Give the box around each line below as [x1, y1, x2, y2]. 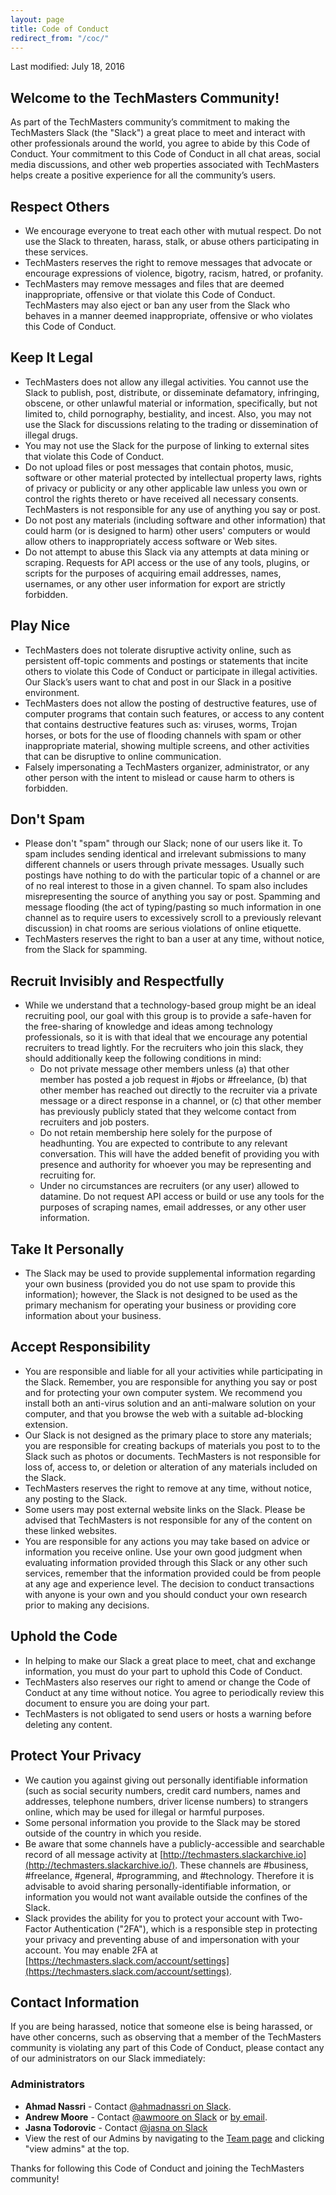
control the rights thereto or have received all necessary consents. [24, 492, 299, 505]
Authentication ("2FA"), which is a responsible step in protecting [53, 1922, 318, 1935]
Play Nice [10, 617, 71, 635]
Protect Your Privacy [10, 1747, 142, 1765]
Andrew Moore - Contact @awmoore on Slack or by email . [24, 2111, 268, 2123]
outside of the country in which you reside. [24, 1827, 202, 1839]
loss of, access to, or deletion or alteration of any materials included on [24, 1461, 318, 1473]
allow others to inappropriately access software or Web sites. [24, 535, 278, 547]
